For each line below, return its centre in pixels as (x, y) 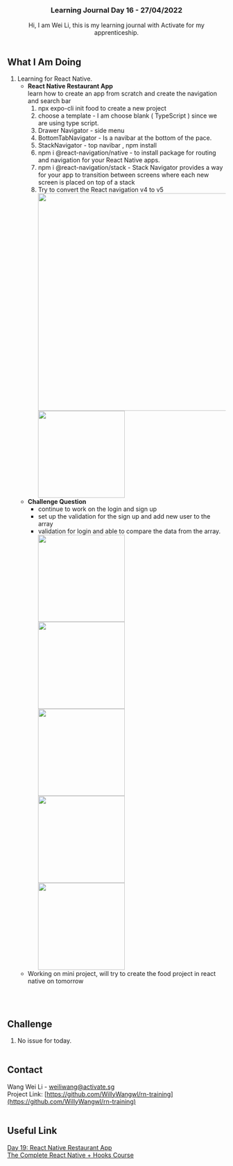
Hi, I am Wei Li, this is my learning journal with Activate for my (116, 25)
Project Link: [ (27, 1094)
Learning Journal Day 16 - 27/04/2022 (116, 10)
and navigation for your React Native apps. (99, 160)
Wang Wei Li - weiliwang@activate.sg (61, 1087)
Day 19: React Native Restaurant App (60, 1147)
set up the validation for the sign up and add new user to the (124, 517)
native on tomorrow (55, 981)
